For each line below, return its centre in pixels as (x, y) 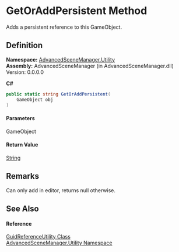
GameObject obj (35, 100)
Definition (24, 45)
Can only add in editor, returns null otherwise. (61, 190)
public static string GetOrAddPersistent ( (58, 94)
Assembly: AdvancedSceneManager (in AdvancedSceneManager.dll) (90, 66)
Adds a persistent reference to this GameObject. (64, 27)
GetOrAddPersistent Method (77, 11)
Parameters (20, 118)
